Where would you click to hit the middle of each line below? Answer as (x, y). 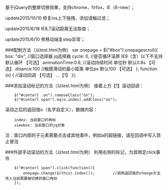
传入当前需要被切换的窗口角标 (31, 178)
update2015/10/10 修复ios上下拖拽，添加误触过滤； (58, 18)
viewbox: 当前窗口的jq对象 (39, 125)
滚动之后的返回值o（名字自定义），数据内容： (51, 110)
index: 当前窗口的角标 (35, 120)
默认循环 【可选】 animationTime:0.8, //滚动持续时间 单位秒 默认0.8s (75, 62)
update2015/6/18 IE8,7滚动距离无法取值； (48, 29)
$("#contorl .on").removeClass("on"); (54, 95)
